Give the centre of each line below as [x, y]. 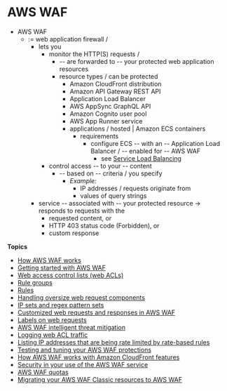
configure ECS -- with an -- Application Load [156, 143]
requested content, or [80, 218]
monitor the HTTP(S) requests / [94, 54]
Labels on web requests [52, 319]
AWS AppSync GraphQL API [110, 106]
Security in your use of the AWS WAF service [83, 364]
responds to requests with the [81, 211]
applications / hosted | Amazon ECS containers [138, 128]
